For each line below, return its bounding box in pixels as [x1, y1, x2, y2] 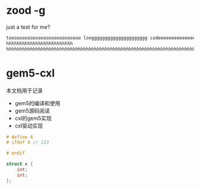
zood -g [6, 4, 46, 17]
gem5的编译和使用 [14, 99, 61, 106]
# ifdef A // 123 [6, 139, 49, 145]
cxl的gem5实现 [14, 114, 52, 121]
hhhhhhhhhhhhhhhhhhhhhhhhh [6, 40, 73, 47]
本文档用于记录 [6, 87, 43, 94]
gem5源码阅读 [14, 107, 51, 114]
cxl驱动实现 [14, 122, 43, 129]
